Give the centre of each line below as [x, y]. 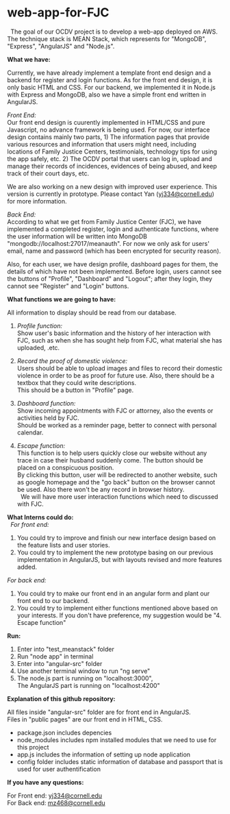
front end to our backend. [53, 600]
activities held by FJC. [48, 418]
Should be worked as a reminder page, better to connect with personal [117, 425]
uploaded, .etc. [38, 347]
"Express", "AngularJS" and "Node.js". [61, 46]
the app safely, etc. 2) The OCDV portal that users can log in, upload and [110, 158]
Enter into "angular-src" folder [60, 663]
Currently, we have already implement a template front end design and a [109, 73]
